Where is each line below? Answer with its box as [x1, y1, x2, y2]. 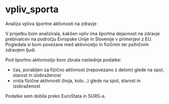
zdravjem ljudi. [5, 47, 36, 53]
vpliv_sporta [5, 4, 59, 15]
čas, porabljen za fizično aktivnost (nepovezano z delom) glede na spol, [12, 67, 164, 73]
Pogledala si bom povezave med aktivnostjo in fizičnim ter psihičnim [5, 41, 149, 47]
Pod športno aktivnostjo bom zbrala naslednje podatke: [5, 56, 122, 63]
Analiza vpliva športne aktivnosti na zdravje [5, 20, 97, 27]
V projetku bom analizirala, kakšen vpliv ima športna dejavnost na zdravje [5, 30, 160, 36]
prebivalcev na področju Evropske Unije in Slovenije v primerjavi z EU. [5, 36, 153, 42]
